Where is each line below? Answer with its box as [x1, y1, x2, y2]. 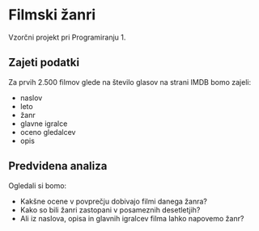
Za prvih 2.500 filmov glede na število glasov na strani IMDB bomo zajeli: [8, 77, 252, 86]
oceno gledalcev [19, 127, 76, 136]
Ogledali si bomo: [8, 180, 67, 191]
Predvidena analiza [8, 159, 108, 173]
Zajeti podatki [8, 56, 79, 69]
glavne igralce [19, 119, 68, 128]
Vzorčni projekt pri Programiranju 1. [8, 32, 126, 42]
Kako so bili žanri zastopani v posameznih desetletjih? [19, 204, 201, 215]
